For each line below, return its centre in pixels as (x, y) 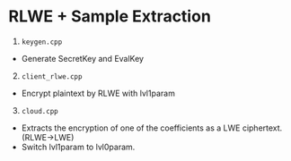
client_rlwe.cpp (52, 76)
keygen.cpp (42, 42)
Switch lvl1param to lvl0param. (78, 147)
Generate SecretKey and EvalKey (83, 58)
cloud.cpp (40, 111)
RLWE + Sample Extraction (110, 17)
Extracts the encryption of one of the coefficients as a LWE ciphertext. (152, 128)
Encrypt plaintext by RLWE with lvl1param (98, 93)
